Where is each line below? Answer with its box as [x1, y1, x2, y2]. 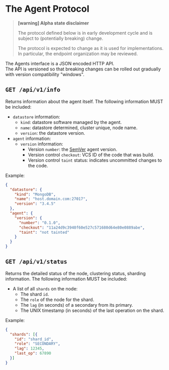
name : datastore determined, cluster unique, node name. [20, 125, 138, 131]
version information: [20, 141, 63, 147]
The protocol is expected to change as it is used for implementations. [17, 45, 164, 51]
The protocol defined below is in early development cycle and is [17, 30, 153, 36]
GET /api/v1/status [5, 258, 67, 265]
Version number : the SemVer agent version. [28, 146, 117, 152]
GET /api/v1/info [5, 86, 60, 93]
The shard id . [20, 291, 50, 297]
